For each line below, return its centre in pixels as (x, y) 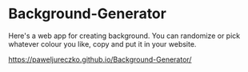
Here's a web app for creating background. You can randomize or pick (124, 36)
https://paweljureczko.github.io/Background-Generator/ (100, 59)
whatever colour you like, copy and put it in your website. (102, 44)
